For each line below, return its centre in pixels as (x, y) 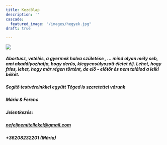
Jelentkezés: (19, 112)
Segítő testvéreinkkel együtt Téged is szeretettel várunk (66, 87)
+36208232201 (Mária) (31, 137)
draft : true (18, 29)
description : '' (23, 15)
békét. (13, 74)
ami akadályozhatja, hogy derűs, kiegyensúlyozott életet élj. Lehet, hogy (83, 64)
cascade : (15, 19)
